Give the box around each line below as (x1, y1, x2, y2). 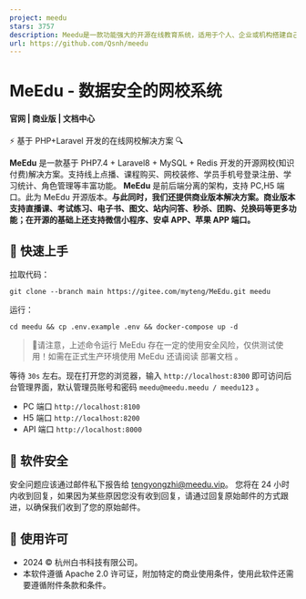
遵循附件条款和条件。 (30, 580, 111, 591)
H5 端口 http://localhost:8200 (22, 412, 140, 423)
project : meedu (9, 13, 67, 23)
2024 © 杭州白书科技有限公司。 (22, 557, 143, 568)
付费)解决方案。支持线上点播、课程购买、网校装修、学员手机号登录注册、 (9, 168, 284, 179)
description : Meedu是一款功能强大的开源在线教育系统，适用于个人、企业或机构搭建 (9, 30, 287, 39)
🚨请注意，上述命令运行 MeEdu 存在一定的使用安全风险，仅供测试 (31, 340, 276, 350)
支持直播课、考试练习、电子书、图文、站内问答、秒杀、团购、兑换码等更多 (9, 202, 289, 214)
